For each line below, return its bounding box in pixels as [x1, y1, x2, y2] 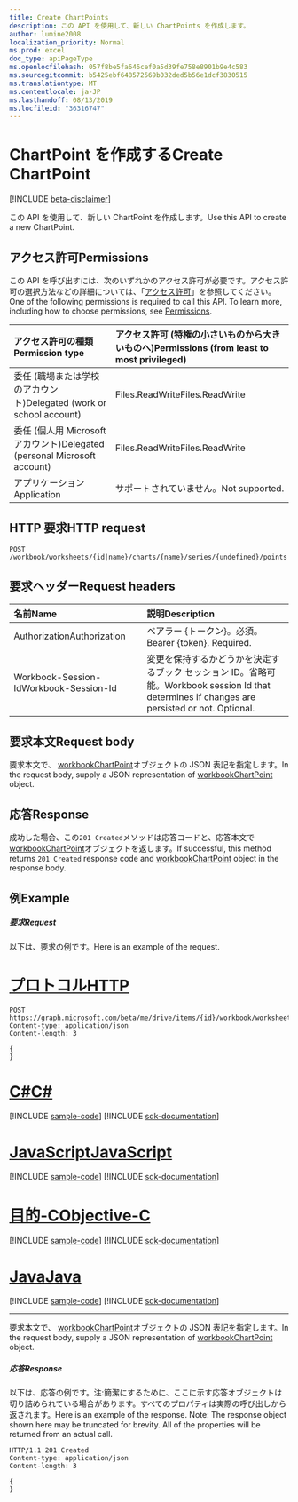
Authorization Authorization [13, 630, 126, 642]
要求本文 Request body [9, 735, 135, 750]
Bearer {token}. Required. [145, 636, 252, 648]
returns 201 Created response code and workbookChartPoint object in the [9, 854, 279, 864]
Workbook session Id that [163, 679, 271, 691]
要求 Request [9, 917, 57, 928]
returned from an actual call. [9, 1429, 114, 1440]
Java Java [9, 1267, 82, 1286]
